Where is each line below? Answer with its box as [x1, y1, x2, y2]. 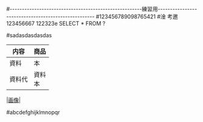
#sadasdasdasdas [6, 32, 52, 38]
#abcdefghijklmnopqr [6, 109, 60, 116]
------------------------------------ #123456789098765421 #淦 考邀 [6, 13, 178, 20]
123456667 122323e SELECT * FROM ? [6, 20, 106, 27]
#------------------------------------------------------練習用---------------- [6, 5, 198, 12]
